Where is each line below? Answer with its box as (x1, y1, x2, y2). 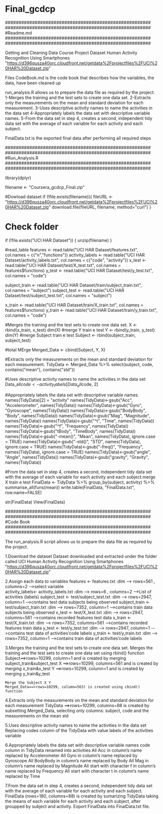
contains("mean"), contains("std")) (5, 366, 75, 372)
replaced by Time (5, 773, 40, 779)
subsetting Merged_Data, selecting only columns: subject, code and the (5, 708, 149, 713)
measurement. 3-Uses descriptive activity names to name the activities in (5, 105, 153, 111)
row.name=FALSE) (5, 489, 42, 495)
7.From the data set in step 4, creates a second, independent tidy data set (5, 782, 153, 789)
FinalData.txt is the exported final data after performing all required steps (5, 135, 151, 141)
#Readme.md (5, 30, 32, 36)
